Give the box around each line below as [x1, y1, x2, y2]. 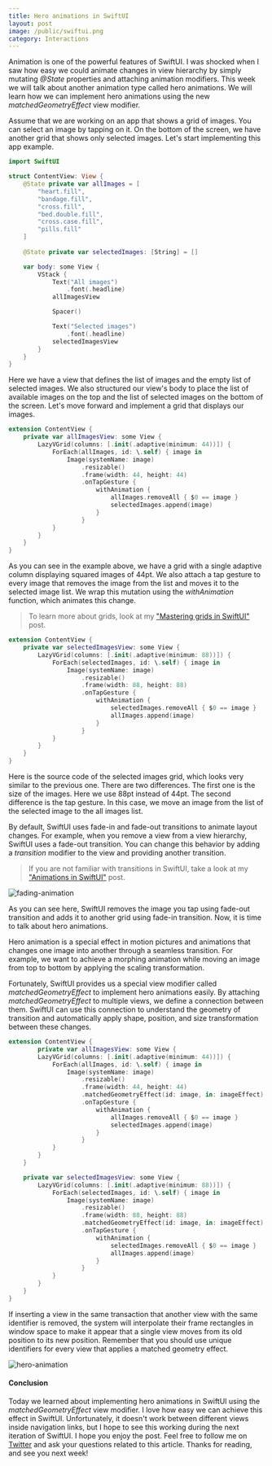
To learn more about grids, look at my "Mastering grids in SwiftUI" [28, 611, 250, 621]
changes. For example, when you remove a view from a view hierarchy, [8, 831, 248, 840]
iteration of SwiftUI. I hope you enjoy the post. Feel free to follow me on [8, 1430, 248, 1441]
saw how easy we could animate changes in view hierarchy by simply [8, 66, 242, 76]
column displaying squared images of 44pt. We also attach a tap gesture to [8, 570, 261, 580]
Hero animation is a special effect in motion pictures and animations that [8, 937, 251, 947]
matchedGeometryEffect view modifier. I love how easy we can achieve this [8, 1405, 263, 1415]
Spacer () [51, 308, 82, 316]
